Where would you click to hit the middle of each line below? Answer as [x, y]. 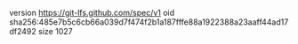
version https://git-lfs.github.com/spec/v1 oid [92, 13]
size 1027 [56, 31]
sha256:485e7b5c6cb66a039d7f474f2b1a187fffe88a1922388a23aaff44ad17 [149, 22]
